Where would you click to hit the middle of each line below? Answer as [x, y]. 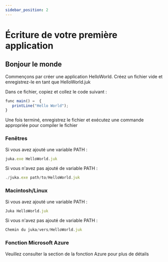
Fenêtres [16, 139]
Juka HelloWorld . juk [27, 211]
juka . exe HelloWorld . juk [31, 159]
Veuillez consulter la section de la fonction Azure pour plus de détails [77, 254]
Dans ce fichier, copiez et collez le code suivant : [56, 92]
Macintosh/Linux [26, 191]
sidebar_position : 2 [27, 10]
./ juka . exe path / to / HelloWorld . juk [43, 178]
